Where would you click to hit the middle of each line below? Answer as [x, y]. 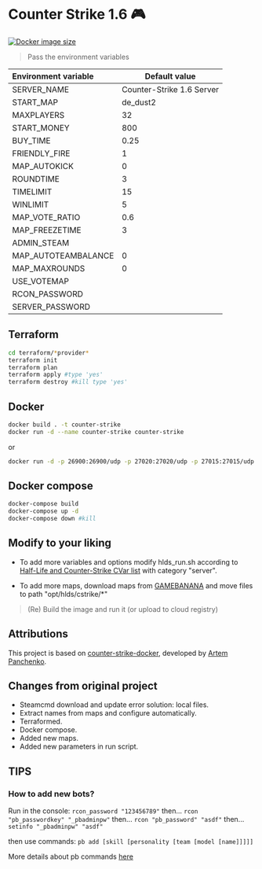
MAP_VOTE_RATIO [46, 217]
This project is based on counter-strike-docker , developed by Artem [118, 653]
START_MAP [35, 102]
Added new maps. [49, 738]
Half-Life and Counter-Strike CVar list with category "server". [118, 570]
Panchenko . [27, 661]
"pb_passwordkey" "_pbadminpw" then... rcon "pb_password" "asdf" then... [126, 819]
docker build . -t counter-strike [65, 425]
